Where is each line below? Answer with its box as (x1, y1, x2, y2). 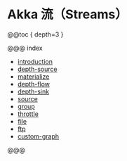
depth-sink (17, 87, 50, 96)
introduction (17, 57, 53, 65)
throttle (17, 110, 39, 118)
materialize (17, 72, 50, 81)
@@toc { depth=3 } (7, 30, 64, 39)
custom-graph (17, 131, 60, 141)
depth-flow (17, 79, 51, 88)
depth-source (17, 65, 58, 73)
